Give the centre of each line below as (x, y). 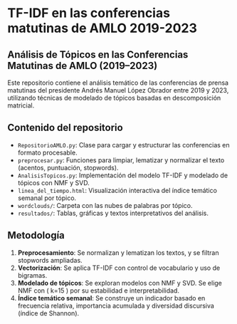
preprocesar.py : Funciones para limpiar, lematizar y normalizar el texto (121, 160)
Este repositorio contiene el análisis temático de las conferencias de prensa (118, 83)
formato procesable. (47, 152)
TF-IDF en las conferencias (89, 13)
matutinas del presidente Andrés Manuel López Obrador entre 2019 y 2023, (118, 90)
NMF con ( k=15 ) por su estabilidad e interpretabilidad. (99, 291)
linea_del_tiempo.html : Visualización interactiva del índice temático (117, 190)
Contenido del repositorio (65, 128)
